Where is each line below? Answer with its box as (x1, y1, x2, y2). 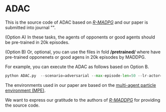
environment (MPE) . (5, 87, 46, 93)
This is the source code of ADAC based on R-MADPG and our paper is (5, 19, 148, 25)
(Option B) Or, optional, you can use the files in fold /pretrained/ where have (5, 49, 161, 55)
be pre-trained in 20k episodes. (5, 39, 70, 45)
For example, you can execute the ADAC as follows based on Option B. (5, 64, 149, 70)
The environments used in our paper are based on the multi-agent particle (5, 82, 157, 88)
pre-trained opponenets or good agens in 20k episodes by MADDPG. (5, 54, 146, 60)
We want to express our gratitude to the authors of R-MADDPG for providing (5, 97, 161, 103)
